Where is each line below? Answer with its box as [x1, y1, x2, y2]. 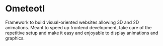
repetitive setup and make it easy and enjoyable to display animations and [5, 30, 158, 36]
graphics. [5, 35, 25, 41]
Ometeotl [5, 3, 45, 14]
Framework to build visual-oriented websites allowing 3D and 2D [5, 19, 139, 25]
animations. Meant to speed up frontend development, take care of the [5, 24, 152, 30]
